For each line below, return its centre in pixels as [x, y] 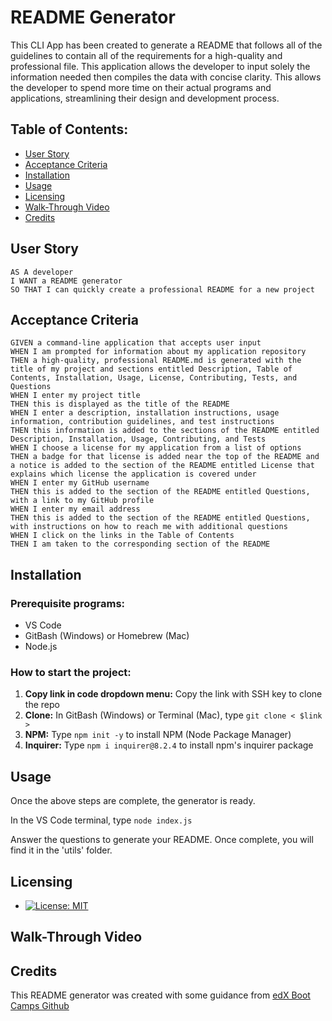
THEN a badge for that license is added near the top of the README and [165, 457]
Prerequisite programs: [68, 603]
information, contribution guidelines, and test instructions [142, 422]
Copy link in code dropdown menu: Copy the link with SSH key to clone [173, 694]
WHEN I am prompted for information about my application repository [158, 352]
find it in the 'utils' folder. [61, 850]
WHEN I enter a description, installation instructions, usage [145, 413]
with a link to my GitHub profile [82, 501]
